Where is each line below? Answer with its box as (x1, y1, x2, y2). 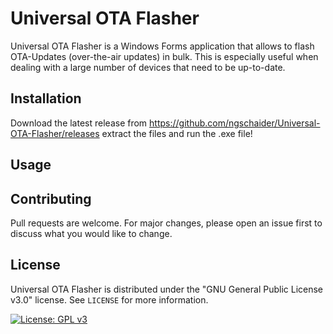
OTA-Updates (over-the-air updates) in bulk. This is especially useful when (10, 50, 319, 62)
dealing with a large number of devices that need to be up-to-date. (10, 61, 286, 73)
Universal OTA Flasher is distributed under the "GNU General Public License (10, 283, 324, 295)
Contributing (10, 190, 92, 207)
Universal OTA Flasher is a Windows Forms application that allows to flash (10, 40, 315, 52)
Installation (10, 90, 82, 107)
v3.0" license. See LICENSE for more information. (10, 293, 209, 306)
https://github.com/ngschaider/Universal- (149, 117, 321, 129)
